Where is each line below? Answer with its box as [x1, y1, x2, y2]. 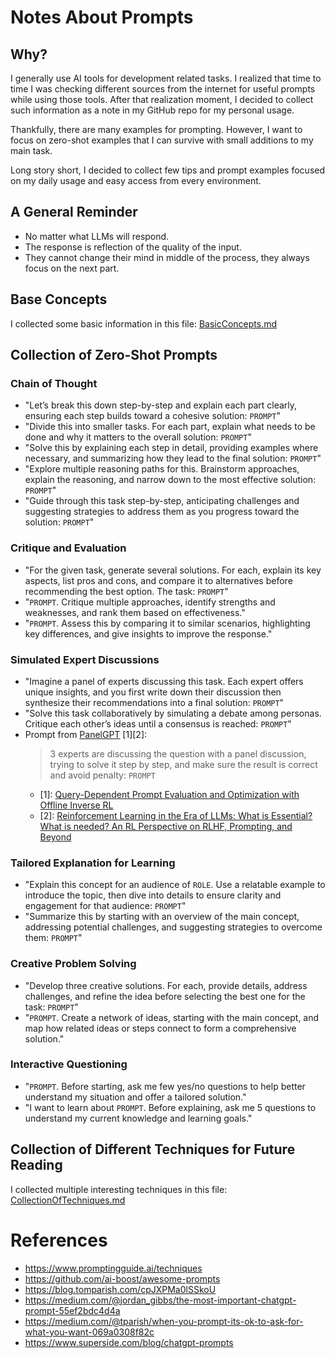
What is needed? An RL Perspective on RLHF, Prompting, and [39, 820, 293, 832]
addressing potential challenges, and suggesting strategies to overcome [24, 921, 323, 933]
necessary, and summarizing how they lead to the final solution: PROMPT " [24, 452, 322, 465]
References [10, 1229, 108, 1251]
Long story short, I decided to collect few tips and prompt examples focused [10, 164, 326, 176]
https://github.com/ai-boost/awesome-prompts [24, 1272, 221, 1285]
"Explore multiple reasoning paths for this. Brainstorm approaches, [24, 463, 300, 475]
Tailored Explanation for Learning [10, 856, 176, 870]
